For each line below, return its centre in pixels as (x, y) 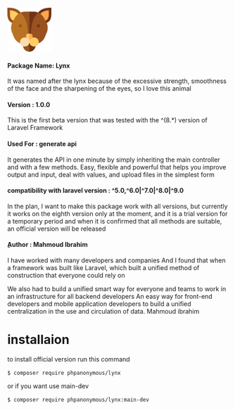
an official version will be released (57, 229)
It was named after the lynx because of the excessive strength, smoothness (117, 81)
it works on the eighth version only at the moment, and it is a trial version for (118, 213)
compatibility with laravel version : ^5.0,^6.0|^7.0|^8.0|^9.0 (96, 191)
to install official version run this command (69, 359)
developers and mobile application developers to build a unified (99, 304)
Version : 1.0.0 (29, 104)
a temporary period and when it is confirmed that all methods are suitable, (115, 221)
